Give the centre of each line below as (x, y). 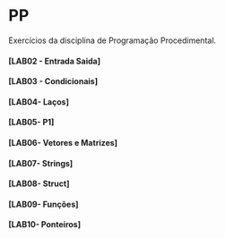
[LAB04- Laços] (39, 102)
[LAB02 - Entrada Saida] (54, 61)
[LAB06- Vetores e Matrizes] (63, 142)
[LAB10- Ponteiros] (45, 225)
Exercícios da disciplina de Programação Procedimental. (112, 40)
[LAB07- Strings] (41, 163)
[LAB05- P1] (31, 123)
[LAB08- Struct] (39, 183)
